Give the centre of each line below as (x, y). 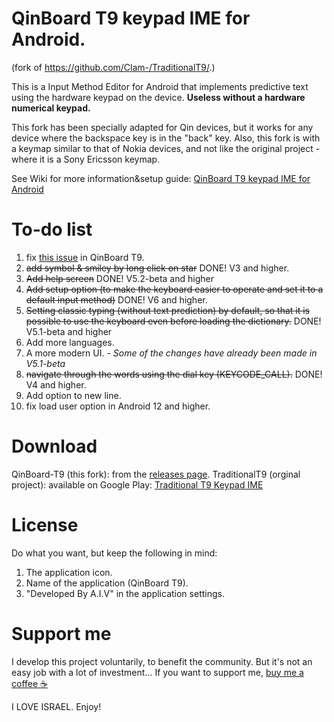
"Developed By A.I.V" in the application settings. (125, 593)
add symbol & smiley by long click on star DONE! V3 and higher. (157, 268)
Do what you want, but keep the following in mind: (114, 553)
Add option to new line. (73, 395)
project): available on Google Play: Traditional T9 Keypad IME (137, 484)
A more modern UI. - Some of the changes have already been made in (171, 353)
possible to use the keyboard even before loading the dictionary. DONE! (173, 321)
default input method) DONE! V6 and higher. (116, 299)
